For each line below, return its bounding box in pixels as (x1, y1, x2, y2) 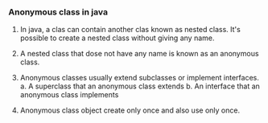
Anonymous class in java (8, 6, 109, 18)
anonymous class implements (19, 90, 119, 100)
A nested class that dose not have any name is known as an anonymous (19, 49, 259, 59)
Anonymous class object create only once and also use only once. (19, 105, 240, 115)
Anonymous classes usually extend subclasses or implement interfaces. (19, 73, 259, 83)
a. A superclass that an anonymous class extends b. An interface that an (19, 81, 260, 91)
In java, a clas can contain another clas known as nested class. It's (19, 25, 241, 35)
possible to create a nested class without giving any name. (19, 33, 215, 43)
